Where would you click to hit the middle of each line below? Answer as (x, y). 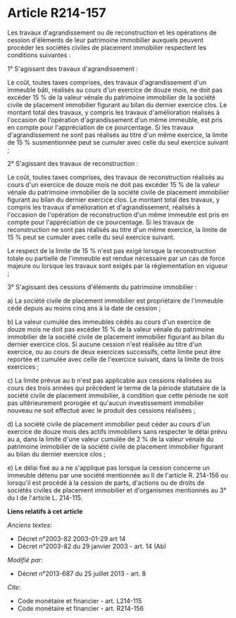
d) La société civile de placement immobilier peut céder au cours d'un (108, 424)
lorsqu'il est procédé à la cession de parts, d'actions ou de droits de (106, 483)
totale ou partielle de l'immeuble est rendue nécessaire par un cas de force (116, 258)
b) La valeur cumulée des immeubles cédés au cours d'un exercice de (109, 322)
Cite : (14, 587)
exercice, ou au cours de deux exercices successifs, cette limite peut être (114, 351)
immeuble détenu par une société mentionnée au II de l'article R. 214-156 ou (118, 475)
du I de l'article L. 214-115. (45, 497)
